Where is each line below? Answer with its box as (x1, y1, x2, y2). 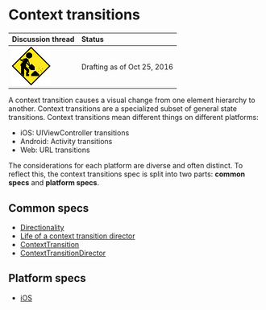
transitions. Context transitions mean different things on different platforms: (8, 113, 260, 122)
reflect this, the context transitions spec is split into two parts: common (8, 169, 246, 179)
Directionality (19, 223, 64, 232)
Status (81, 35, 105, 44)
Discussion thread (11, 35, 75, 44)
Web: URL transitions (19, 145, 90, 155)
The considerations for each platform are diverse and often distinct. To (8, 161, 243, 171)
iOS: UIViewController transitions (19, 128, 130, 138)
